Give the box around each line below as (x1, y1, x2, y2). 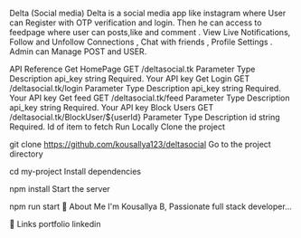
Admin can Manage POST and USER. (9, 46, 147, 57)
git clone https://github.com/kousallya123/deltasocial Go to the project (9, 139, 271, 149)
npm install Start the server (9, 184, 110, 194)
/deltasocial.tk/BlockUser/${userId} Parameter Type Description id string (9, 112, 280, 122)
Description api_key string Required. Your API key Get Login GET (9, 73, 250, 84)
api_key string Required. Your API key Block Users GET (9, 102, 214, 112)
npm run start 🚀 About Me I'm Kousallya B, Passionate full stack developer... (9, 201, 292, 212)
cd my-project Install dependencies (9, 167, 142, 176)
